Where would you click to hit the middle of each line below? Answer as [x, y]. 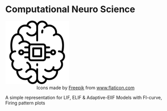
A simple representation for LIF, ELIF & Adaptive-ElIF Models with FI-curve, [84, 97]
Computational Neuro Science [70, 9]
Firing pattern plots [25, 103]
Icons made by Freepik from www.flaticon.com [86, 88]
